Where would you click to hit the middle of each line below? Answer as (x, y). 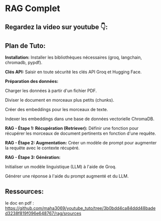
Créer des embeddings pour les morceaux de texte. (56, 110)
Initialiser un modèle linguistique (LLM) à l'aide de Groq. (61, 167)
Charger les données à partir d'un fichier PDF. (51, 91)
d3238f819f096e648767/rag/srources (43, 213)
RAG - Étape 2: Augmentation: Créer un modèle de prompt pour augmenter (81, 143)
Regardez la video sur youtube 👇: (56, 27)
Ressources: (24, 191)
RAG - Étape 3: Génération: (33, 158)
